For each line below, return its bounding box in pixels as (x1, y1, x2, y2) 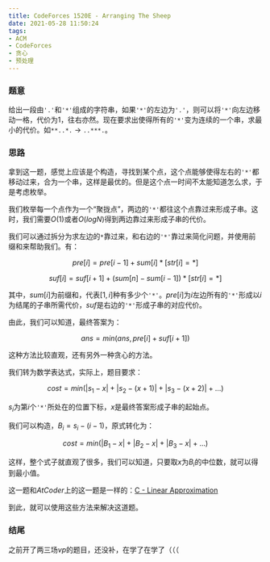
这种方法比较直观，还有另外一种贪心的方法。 (8, 350, 157, 360)
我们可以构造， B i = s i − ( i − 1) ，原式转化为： (8, 421, 155, 432)
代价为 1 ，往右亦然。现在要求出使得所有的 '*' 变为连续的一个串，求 (35, 115, 255, 125)
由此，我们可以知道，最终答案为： (8, 317, 122, 327)
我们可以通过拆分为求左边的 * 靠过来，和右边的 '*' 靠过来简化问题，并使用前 (8, 232, 256, 241)
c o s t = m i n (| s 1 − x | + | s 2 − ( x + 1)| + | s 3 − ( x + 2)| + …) (47, 384, 224, 396)
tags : (8, 27, 27, 35)
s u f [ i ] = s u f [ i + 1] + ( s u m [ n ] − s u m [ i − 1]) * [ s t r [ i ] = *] (48, 274, 222, 283)
